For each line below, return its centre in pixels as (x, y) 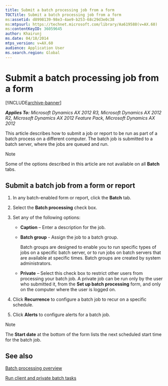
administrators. (36, 264)
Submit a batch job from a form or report (70, 185)
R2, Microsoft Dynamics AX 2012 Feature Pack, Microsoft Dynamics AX (80, 118)
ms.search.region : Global (32, 53)
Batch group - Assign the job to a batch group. (69, 237)
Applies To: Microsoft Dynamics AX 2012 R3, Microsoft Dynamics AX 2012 (83, 113)
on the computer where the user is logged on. (68, 290)
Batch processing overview (34, 368)
